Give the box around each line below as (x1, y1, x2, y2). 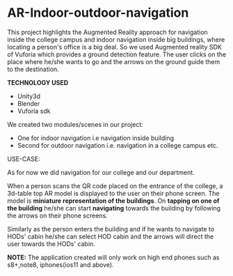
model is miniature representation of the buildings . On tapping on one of (7, 197, 220, 205)
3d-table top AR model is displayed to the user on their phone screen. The (7, 189, 220, 197)
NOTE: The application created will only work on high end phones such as (7, 253, 220, 261)
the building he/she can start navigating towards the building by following (7, 204, 221, 212)
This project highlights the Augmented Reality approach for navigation (7, 28, 209, 36)
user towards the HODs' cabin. (7, 239, 95, 248)
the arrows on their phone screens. (7, 211, 108, 220)
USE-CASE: (7, 155, 40, 163)
